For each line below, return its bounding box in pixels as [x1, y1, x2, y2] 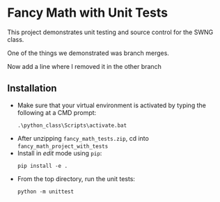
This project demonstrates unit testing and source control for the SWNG [7, 28, 214, 36]
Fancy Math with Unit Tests [7, 5, 168, 21]
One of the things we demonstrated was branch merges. [7, 49, 169, 57]
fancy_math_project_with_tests [17, 143, 109, 150]
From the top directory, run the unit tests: [17, 174, 136, 182]
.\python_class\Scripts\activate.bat [17, 122, 127, 129]
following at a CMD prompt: [17, 108, 97, 116]
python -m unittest [17, 188, 74, 195]
